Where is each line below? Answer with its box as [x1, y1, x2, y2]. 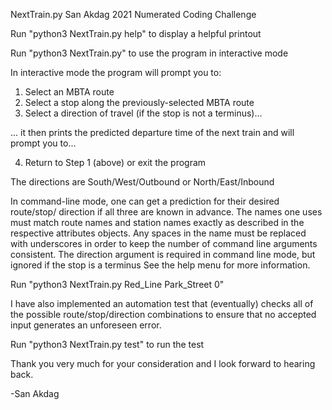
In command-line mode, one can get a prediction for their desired [10, 195, 280, 207]
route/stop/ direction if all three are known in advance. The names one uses [10, 206, 323, 218]
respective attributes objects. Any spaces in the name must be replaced [10, 227, 307, 239]
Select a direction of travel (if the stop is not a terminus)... [24, 107, 263, 119]
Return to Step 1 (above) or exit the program [24, 157, 207, 168]
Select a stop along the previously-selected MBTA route [24, 97, 255, 108]
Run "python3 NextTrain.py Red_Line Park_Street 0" [10, 279, 225, 290]
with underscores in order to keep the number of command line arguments [10, 238, 318, 249]
